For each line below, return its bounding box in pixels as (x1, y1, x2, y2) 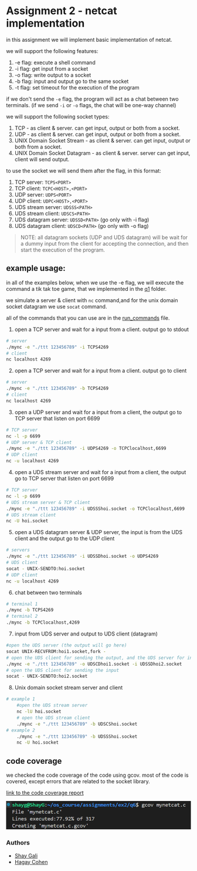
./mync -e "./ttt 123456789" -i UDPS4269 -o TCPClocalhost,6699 (6, 446, 167, 452)
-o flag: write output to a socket (14, 71, 91, 78)
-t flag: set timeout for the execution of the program (14, 84, 140, 91)
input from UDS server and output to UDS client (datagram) (14, 630, 158, 637)
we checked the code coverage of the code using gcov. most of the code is (6, 771, 189, 779)
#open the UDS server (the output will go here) (6, 643, 127, 648)
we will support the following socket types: (6, 113, 110, 120)
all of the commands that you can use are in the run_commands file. (6, 314, 170, 322)
